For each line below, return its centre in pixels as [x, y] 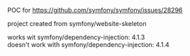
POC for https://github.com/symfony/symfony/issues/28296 [95, 10]
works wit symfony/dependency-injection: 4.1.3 [76, 37]
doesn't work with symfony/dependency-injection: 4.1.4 [88, 44]
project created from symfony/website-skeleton [77, 23]
